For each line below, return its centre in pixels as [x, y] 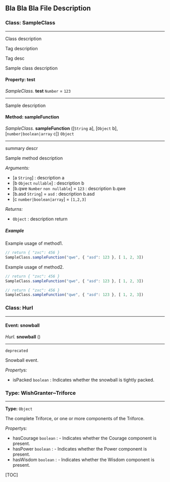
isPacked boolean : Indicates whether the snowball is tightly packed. [83, 380]
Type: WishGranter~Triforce [40, 393]
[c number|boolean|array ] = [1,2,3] [50, 199]
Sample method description [34, 158]
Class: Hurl [19, 308]
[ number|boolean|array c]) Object [40, 134]
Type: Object [19, 409]
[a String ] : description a [38, 178]
